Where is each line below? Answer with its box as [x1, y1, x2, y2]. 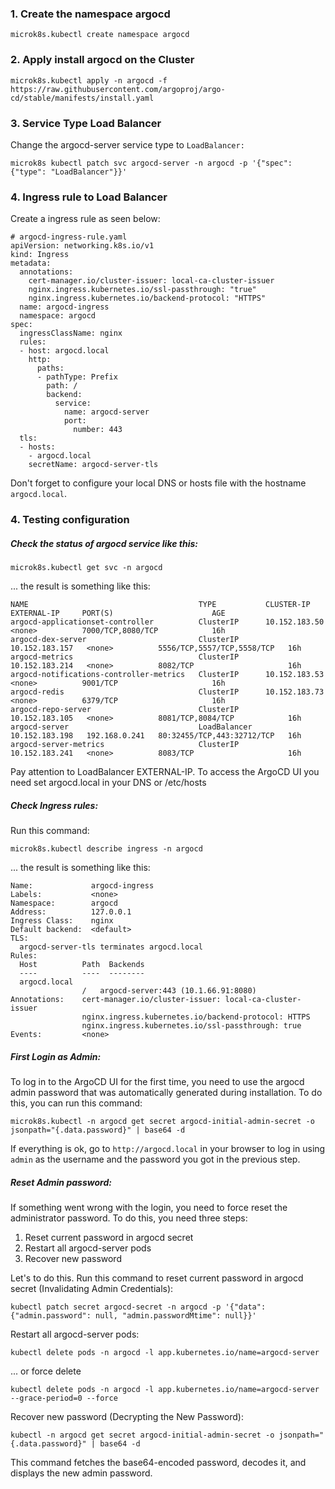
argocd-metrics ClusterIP [10, 652, 240, 662]
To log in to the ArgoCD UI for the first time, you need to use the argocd [10, 1076, 305, 1088]
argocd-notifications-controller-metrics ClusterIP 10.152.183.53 [10, 670, 325, 680]
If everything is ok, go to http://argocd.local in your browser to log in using [10, 1143, 326, 1155]
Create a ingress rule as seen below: [10, 213, 161, 225]
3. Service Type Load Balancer [10, 116, 162, 130]
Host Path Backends [19, 960, 145, 970]
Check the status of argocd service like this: [10, 537, 198, 549]
